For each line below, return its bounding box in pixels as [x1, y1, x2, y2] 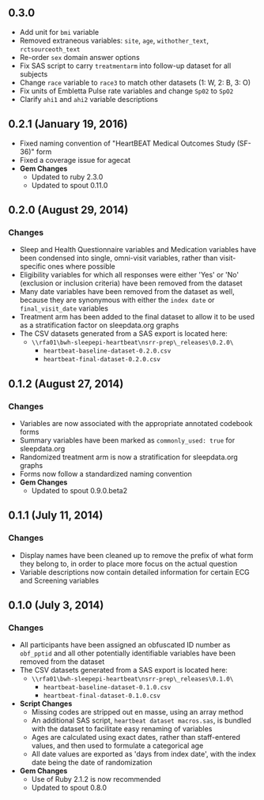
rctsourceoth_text [19, 45, 81, 54]
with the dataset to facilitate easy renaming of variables [31, 724, 213, 734]
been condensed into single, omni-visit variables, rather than [19, 253, 218, 263]
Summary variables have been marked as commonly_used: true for [19, 436, 236, 445]
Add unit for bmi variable [19, 27, 100, 36]
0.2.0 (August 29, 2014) [8, 203, 129, 217]
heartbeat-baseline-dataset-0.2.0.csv [43, 347, 172, 355]
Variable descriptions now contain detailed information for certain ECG [19, 567, 251, 576]
